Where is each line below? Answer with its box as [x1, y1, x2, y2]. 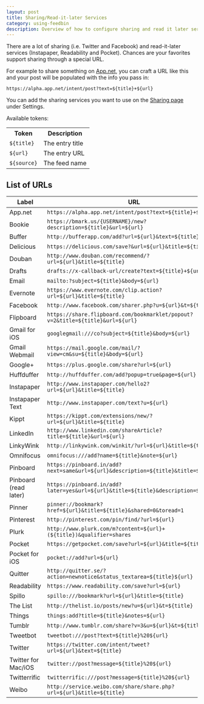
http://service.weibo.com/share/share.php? [47, 683, 175, 690]
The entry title [43, 139, 84, 148]
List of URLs [6, 179, 53, 190]
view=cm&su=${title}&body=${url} [47, 351, 144, 357]
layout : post [6, 9, 39, 15]
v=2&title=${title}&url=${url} [47, 317, 138, 324]
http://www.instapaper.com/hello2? [47, 381, 150, 387]
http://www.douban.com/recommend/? [47, 253, 150, 259]
